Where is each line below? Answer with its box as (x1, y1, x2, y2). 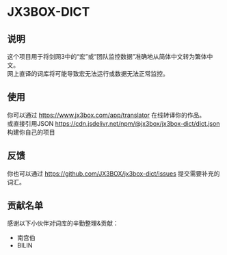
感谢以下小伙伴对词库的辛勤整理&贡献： (7, 219, 120, 228)
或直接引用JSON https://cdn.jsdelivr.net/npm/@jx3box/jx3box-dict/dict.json (7, 119, 220, 127)
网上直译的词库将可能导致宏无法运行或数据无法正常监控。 (7, 70, 169, 77)
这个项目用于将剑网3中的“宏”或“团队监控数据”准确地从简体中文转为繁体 (7, 53, 207, 60)
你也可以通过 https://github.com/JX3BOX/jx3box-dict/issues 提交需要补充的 (7, 169, 220, 178)
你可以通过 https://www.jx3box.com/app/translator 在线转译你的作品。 (7, 111, 206, 119)
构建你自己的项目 (7, 128, 55, 136)
